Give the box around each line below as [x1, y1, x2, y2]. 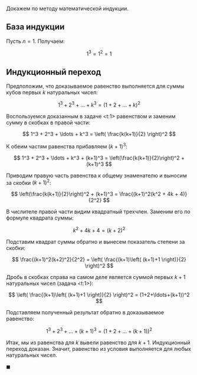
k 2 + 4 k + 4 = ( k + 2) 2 [73, 226, 126, 234]
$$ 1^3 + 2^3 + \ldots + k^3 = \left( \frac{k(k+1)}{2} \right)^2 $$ [22, 130, 176, 137]
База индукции [6, 22, 65, 32]
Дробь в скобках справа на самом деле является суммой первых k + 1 [6, 273, 186, 280]
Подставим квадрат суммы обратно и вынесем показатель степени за [6, 238, 185, 245]
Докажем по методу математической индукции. [6, 5, 129, 12]
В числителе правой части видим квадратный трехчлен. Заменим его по [6, 208, 191, 215]
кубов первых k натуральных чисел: [6, 89, 98, 96]
